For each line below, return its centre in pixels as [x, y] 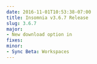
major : [15, 29]
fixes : [15, 40]
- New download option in [39, 35]
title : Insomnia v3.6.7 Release [47, 18]
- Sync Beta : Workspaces [38, 52]
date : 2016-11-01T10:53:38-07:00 [49, 12]
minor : [15, 46]
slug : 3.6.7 [21, 23]
